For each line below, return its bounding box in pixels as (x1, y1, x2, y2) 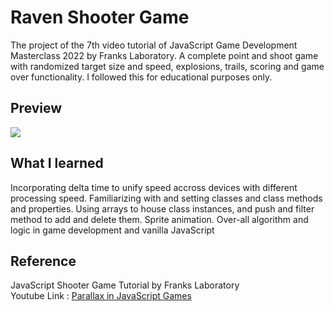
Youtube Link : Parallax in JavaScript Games (10, 290, 192, 302)
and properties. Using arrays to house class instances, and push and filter (10, 202, 315, 215)
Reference (10, 252, 77, 270)
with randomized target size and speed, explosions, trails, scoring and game (10, 60, 325, 72)
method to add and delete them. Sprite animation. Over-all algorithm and (10, 213, 309, 225)
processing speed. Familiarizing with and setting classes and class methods (10, 192, 323, 204)
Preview (10, 100, 63, 117)
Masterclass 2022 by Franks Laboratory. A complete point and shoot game (10, 49, 319, 61)
